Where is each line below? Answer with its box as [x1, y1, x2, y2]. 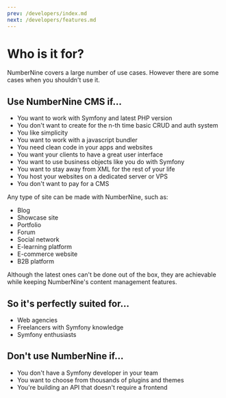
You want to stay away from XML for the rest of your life [16, 165, 176, 174]
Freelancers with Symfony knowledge [16, 323, 124, 331]
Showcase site [16, 213, 59, 222]
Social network [16, 235, 60, 244]
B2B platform [16, 257, 55, 266]
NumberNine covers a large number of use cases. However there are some [7, 69, 219, 77]
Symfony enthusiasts [16, 331, 77, 339]
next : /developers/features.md [7, 16, 97, 23]
